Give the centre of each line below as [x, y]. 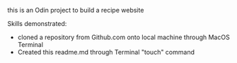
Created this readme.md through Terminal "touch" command [106, 52]
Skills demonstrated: [37, 23]
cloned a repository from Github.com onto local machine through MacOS [123, 37]
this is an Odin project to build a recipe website [76, 10]
